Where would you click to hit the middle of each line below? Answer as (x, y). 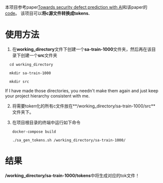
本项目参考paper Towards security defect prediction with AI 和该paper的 (76, 7)
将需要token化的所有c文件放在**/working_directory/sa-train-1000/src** (84, 106)
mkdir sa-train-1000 (30, 73)
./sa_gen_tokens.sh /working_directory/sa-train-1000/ (69, 140)
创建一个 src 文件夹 (39, 55)
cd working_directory (31, 64)
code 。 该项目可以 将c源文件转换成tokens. (47, 13)
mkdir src (19, 81)
